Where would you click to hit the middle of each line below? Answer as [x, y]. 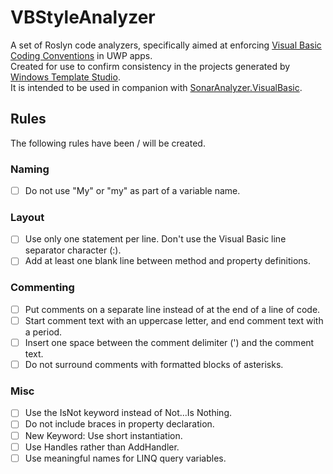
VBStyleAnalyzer [83, 17]
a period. [43, 332]
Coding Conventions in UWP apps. [81, 55]
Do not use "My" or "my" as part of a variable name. [132, 191]
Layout [27, 218]
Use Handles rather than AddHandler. [102, 447]
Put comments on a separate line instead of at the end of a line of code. [172, 309]
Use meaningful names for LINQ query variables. [125, 458]
